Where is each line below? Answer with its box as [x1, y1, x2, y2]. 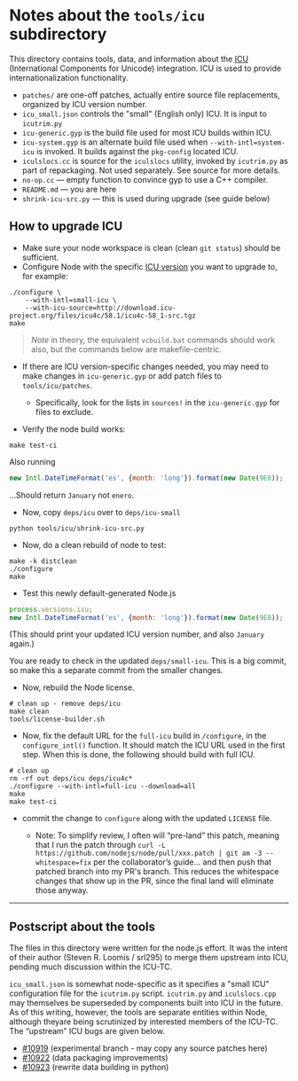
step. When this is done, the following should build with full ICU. [21, 749, 255, 760]
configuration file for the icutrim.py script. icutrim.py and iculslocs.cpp [9, 988, 277, 999]
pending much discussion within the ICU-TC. [9, 961, 173, 972]
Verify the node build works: [21, 423, 126, 435]
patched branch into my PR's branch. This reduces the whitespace [35, 866, 279, 877]
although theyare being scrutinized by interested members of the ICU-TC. [9, 1016, 278, 1027]
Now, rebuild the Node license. [21, 682, 135, 693]
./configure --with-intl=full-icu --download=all [9, 782, 197, 791]
